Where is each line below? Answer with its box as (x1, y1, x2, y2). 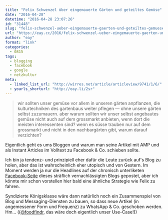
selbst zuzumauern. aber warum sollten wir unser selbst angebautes (17, 110, 159, 116)
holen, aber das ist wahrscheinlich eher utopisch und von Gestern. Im (5, 162, 148, 168)
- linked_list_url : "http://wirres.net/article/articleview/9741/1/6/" (9, 81, 162, 86)
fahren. (5, 183, 20, 189)
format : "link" (5, 40, 37, 45)
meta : (5, 77, 16, 82)
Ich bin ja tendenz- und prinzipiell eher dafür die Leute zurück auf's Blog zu (5, 156, 161, 162)
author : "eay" (5, 35, 35, 40)
